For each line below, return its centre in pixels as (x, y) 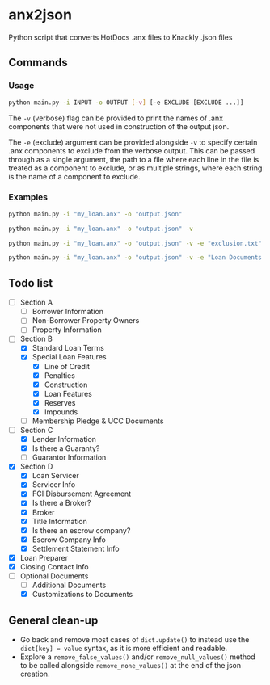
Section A (36, 303)
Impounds (61, 412)
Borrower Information (67, 312)
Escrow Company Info (69, 540)
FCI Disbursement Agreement (82, 494)
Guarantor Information (69, 457)
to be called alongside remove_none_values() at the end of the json (130, 665)
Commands (38, 63)
